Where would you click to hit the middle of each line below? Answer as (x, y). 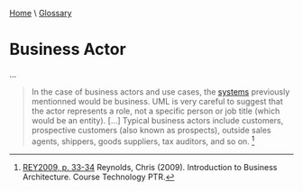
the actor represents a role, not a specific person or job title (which (156, 111)
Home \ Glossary (41, 13)
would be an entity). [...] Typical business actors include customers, (157, 120)
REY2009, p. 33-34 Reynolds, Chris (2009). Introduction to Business (150, 167)
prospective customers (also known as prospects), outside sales (151, 130)
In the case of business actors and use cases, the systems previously (161, 91)
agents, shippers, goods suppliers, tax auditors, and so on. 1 (143, 141)
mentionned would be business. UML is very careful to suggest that (157, 101)
